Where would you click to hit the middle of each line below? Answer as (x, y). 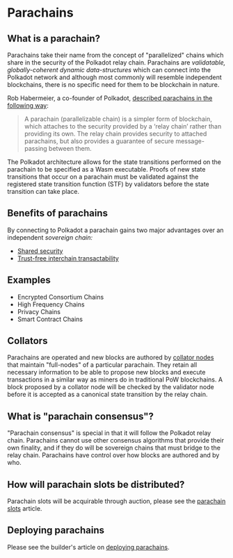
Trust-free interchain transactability (68, 258)
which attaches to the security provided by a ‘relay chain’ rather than (123, 126)
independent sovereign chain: (50, 237)
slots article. (25, 509)
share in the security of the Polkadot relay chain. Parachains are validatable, (116, 63)
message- (190, 141)
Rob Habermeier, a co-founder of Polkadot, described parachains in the (110, 98)
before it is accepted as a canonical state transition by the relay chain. (107, 395)
